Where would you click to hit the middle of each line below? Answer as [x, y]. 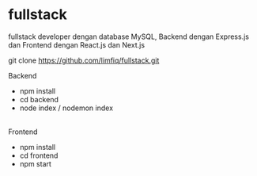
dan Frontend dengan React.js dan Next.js [76, 44]
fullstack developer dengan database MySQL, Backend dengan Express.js [128, 36]
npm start [35, 163]
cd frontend [39, 155]
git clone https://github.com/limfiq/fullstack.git [84, 60]
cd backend [39, 99]
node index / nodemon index [66, 108]
